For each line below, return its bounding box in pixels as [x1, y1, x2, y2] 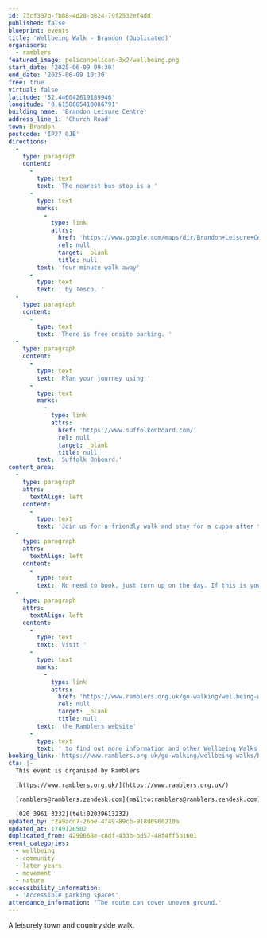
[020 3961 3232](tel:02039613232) [15, 810, 130, 818]
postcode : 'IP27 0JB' [8, 130, 80, 138]
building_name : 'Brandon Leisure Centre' [8, 108, 148, 116]
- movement [15, 869, 52, 877]
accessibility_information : [8, 884, 102, 892]
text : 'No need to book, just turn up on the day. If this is [37, 582, 247, 590]
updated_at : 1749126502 [8, 825, 87, 833]
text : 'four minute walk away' [37, 264, 141, 272]
